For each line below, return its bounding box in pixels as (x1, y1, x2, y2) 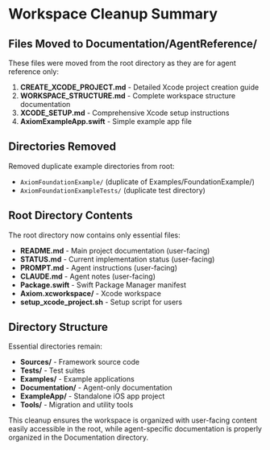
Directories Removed (8, 140, 117, 154)
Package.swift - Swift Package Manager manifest (19, 279, 187, 290)
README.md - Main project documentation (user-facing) (19, 246, 210, 255)
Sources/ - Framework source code (19, 357, 139, 367)
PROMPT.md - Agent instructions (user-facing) (19, 262, 178, 272)
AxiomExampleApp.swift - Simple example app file (19, 117, 192, 126)
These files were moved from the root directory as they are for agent (8, 58, 236, 68)
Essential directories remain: (8, 341, 103, 351)
